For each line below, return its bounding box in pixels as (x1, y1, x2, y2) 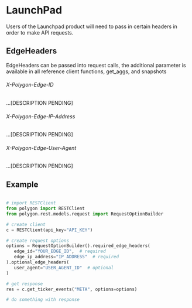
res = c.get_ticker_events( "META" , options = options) (6, 286, 138, 292)
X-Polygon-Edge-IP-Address (6, 112, 76, 120)
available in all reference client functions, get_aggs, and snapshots (6, 68, 167, 75)
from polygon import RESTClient (6, 206, 85, 211)
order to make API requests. (6, 29, 74, 36)
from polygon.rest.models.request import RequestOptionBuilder (6, 211, 164, 217)
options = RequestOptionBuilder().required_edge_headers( (6, 243, 150, 249)
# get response (6, 280, 43, 287)
